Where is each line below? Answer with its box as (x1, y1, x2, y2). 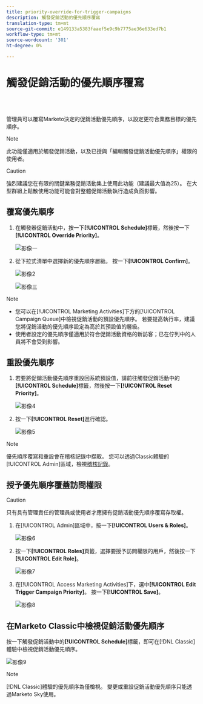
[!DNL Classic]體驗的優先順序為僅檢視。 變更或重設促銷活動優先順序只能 (6, 683, 187, 691)
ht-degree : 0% (6, 43, 42, 49)
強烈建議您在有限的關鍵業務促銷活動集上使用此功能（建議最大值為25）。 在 (6, 179, 192, 187)
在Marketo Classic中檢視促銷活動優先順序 (6, 620, 165, 631)
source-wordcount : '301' (6, 37, 69, 43)
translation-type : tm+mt (6, 20, 69, 26)
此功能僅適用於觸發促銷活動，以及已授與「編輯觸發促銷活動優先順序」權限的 (6, 147, 198, 154)
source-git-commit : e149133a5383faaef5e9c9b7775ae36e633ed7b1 (6, 25, 167, 32)
